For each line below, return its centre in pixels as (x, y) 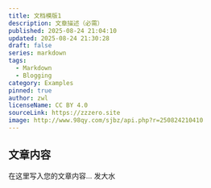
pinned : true (30, 90)
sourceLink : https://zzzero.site (64, 113)
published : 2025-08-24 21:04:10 (62, 31)
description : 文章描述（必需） (56, 23)
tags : (17, 61)
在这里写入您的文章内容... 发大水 (62, 176)
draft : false (30, 46)
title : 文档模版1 (35, 16)
